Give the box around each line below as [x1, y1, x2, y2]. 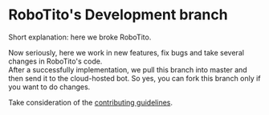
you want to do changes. [8, 82, 91, 92]
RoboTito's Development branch [8, 6, 228, 24]
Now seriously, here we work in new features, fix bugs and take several [8, 47, 245, 57]
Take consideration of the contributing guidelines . [8, 97, 173, 107]
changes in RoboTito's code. [8, 56, 103, 66]
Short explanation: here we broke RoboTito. [8, 32, 152, 42]
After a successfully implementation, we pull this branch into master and [8, 64, 247, 74]
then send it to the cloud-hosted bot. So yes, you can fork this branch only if [8, 73, 261, 83]
